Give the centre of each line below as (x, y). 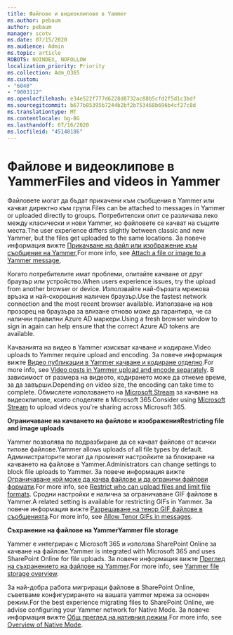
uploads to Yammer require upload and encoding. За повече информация (115, 355)
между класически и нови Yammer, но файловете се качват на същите (113, 223)
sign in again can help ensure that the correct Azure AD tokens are (104, 326)
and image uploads (36, 428)
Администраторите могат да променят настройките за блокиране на (111, 457)
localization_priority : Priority (56, 66)
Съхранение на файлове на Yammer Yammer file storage (93, 530)
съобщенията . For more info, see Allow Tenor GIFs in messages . (100, 517)
